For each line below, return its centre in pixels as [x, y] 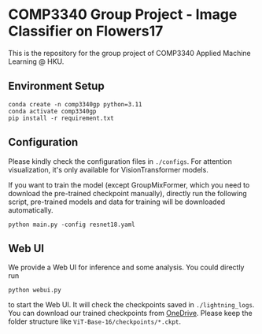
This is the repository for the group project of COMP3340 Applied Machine [130, 53]
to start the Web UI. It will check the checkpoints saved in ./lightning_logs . [131, 305]
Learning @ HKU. [36, 61]
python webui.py [35, 290]
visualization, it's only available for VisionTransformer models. [108, 169]
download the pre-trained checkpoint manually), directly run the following [128, 193]
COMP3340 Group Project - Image [123, 15]
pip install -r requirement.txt [61, 118]
